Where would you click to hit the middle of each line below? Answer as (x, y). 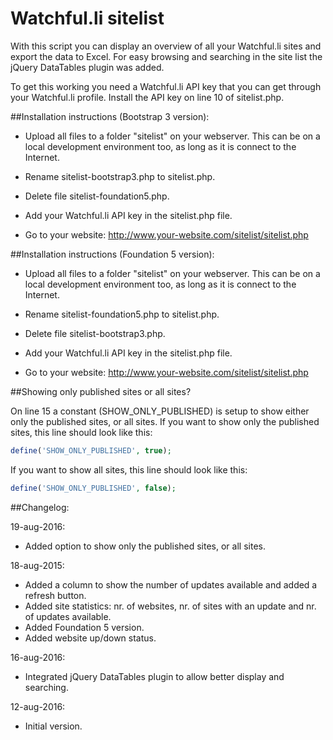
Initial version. (53, 726)
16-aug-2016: (38, 657)
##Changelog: (40, 507)
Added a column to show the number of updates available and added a (171, 584)
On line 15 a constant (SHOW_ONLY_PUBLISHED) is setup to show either (160, 411)
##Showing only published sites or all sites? (101, 391)
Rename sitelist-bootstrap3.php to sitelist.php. (120, 176)
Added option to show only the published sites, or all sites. (145, 546)
